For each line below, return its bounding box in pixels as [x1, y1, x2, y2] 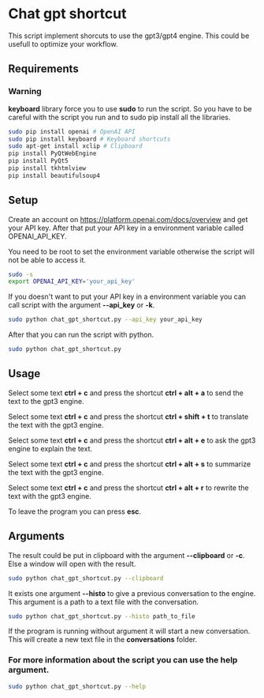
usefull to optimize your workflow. [8, 39, 118, 48]
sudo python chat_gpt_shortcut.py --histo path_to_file [8, 612, 195, 621]
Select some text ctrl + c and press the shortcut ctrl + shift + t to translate [8, 412, 249, 421]
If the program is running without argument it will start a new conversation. [8, 626, 251, 636]
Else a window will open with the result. [8, 559, 136, 568]
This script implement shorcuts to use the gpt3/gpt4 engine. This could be [8, 31, 250, 40]
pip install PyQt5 [8, 157, 69, 165]
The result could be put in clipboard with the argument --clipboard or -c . [8, 550, 246, 560]
